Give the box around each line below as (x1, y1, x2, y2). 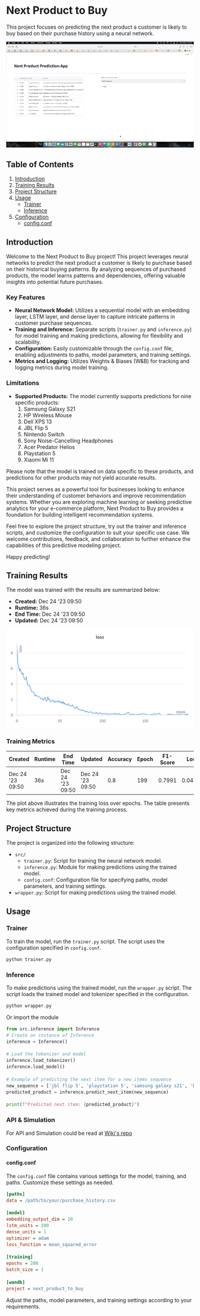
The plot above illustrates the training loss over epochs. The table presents (6, 799, 190, 807)
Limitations (6, 379, 40, 387)
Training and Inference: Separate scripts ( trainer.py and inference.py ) (14, 326, 192, 333)
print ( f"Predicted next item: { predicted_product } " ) (6, 1101, 140, 1108)
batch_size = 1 (6, 1267, 44, 1273)
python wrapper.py (6, 1003, 52, 1009)
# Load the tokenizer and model (6, 1051, 86, 1057)
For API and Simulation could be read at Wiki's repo (6, 1129, 133, 1137)
